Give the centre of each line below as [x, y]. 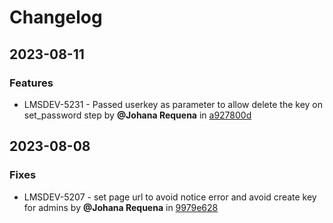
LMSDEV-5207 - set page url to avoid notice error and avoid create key [170, 197]
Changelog [56, 17]
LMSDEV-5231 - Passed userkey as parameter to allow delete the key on [173, 104]
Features [31, 83]
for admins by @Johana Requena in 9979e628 [121, 207]
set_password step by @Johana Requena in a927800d [137, 115]
